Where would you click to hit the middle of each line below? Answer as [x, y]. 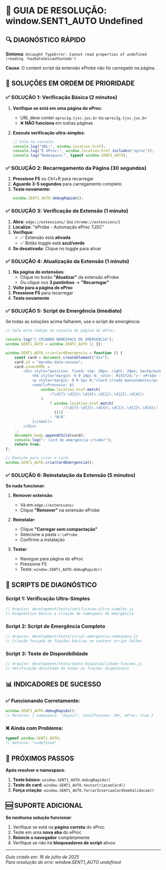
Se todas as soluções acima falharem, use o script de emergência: [73, 322]
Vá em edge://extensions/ [47, 505]
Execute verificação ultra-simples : [49, 132]
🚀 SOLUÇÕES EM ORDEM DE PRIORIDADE [70, 83]
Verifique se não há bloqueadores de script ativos [64, 842]
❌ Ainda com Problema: [34, 728]
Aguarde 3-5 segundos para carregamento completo [67, 184]
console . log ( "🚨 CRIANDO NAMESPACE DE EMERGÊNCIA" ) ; [60, 340]
